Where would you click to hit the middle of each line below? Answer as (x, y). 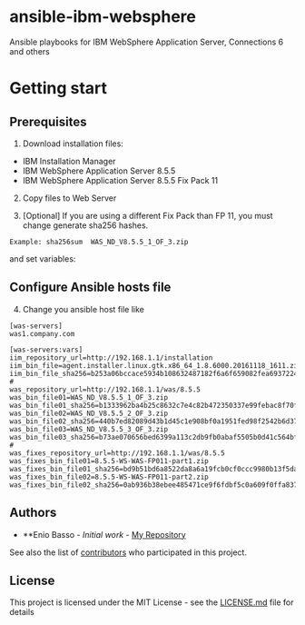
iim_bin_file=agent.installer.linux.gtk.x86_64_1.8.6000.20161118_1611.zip (156, 365)
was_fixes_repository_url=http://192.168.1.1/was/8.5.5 (117, 453)
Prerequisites (48, 121)
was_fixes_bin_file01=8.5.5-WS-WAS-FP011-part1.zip (109, 461)
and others (30, 51)
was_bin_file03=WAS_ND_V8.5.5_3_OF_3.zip (89, 429)
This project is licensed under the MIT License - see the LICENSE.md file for (152, 602)
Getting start (58, 89)
